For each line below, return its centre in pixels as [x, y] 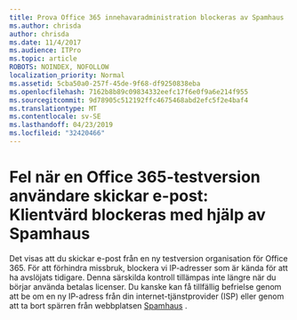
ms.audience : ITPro [45, 51]
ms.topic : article [43, 59]
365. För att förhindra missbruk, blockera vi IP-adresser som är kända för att [149, 268]
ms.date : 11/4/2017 [45, 42]
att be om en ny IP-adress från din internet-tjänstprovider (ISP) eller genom [147, 296]
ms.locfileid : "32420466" [57, 133]
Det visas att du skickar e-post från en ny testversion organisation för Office [148, 258]
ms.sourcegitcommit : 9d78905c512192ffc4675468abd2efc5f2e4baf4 [129, 100]
